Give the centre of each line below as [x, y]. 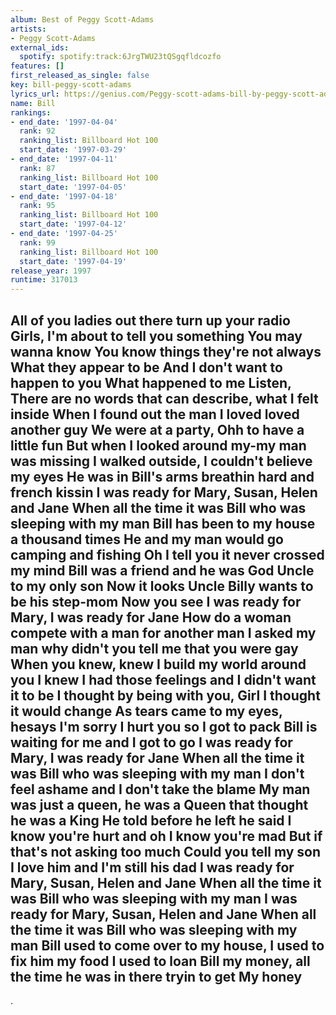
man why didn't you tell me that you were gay [154, 648]
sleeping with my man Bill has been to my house [163, 523]
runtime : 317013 [44, 280]
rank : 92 [37, 131]
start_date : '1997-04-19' [73, 261]
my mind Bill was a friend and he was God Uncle [162, 570]
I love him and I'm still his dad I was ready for [152, 867]
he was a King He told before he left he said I [151, 820]
